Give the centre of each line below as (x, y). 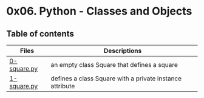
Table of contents (40, 34)
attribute (63, 86)
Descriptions (123, 51)
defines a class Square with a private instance (116, 79)
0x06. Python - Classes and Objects (99, 11)
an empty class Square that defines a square (114, 65)
